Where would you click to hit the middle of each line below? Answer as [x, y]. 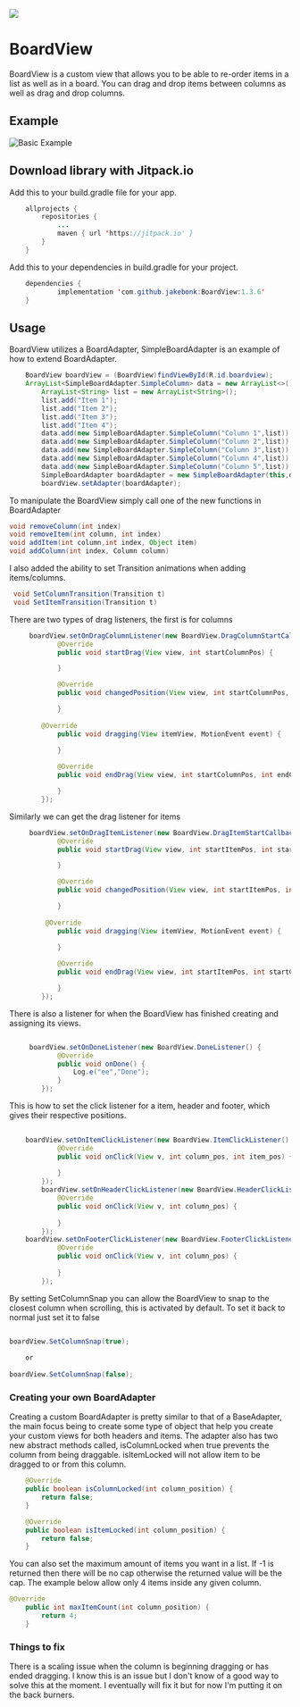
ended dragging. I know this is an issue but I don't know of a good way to [144, 1676]
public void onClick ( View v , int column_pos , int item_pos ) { [175, 1157]
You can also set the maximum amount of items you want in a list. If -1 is [142, 1564]
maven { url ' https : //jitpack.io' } [125, 234]
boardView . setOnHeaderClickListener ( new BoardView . [140, 1190]
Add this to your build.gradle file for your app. [93, 192]
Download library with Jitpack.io [102, 171]
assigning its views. [46, 1023]
